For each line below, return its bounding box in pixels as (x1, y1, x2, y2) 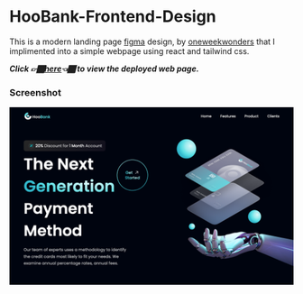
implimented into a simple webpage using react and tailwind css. (9, 45, 250, 56)
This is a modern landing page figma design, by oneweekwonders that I (9, 36, 275, 47)
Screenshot (9, 86, 61, 98)
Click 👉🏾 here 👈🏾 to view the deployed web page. (9, 63, 200, 74)
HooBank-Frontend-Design (9, 6, 216, 27)
